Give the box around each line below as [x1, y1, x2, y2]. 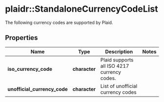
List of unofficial [100, 82, 138, 89]
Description [104, 48, 133, 55]
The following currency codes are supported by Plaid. [5, 20, 113, 25]
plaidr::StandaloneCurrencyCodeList [5, 3, 159, 15]
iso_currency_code [7, 65, 53, 72]
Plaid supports [100, 56, 134, 63]
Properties [5, 34, 38, 42]
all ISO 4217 [100, 62, 129, 69]
